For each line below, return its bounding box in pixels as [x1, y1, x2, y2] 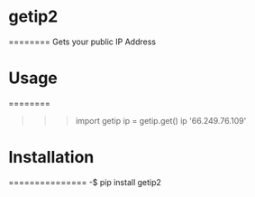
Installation [8, 147, 95, 168]
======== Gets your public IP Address [8, 36, 157, 47]
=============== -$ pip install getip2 [8, 176, 161, 187]
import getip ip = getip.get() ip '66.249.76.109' [75, 115, 247, 126]
